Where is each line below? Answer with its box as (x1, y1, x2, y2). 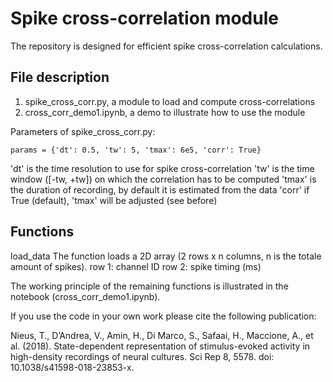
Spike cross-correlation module (10, 7, 279, 30)
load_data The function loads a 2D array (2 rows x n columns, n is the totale (10, 250, 322, 262)
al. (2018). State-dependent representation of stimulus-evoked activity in (10, 340, 311, 352)
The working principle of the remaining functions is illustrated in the (10, 280, 289, 292)
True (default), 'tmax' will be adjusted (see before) (10, 194, 218, 206)
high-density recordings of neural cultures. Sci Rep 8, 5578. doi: (10, 350, 275, 362)
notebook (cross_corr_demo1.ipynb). (10, 290, 161, 302)
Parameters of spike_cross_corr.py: (10, 125, 156, 137)
